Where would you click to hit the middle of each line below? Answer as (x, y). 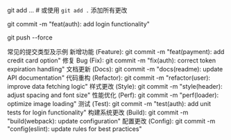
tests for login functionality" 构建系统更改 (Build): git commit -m (98, 112)
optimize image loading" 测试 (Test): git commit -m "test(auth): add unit (109, 104)
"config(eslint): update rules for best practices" (75, 129)
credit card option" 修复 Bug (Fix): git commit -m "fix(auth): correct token (112, 60)
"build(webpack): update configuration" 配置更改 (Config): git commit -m (111, 121)
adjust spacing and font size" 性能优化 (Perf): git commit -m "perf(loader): (113, 95)
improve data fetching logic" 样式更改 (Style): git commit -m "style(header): (115, 86)
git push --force (30, 37)
